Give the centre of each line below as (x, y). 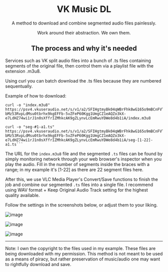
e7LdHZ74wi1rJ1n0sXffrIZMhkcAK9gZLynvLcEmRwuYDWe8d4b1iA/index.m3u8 (78, 118)
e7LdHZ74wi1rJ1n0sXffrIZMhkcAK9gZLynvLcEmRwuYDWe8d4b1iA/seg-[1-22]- (79, 140)
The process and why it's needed (84, 48)
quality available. (22, 195)
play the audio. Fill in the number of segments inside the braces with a (77, 164)
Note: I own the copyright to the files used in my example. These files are (80, 248)
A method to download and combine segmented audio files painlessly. (84, 23)
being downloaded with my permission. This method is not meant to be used (84, 253)
